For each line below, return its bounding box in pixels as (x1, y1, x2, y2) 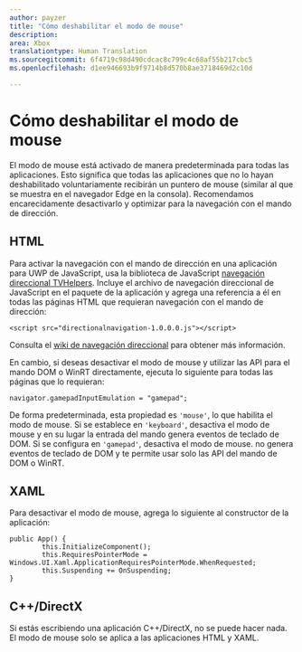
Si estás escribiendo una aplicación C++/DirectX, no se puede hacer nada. (9, 623, 288, 634)
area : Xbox (9, 38, 51, 48)
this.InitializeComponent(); (42, 543, 152, 552)
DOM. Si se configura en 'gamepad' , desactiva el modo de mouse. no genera (9, 438, 294, 449)
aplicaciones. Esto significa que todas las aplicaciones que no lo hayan (9, 169, 274, 180)
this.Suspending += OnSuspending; (42, 566, 172, 575)
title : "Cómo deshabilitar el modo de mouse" (9, 22, 184, 31)
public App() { (9, 534, 67, 543)
